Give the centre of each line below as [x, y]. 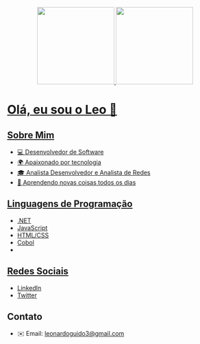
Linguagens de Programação [70, 204]
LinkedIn [29, 288]
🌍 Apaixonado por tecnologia [59, 162]
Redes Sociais [38, 272]
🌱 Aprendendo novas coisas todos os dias [76, 182]
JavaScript [32, 228]
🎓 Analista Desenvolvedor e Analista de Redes [84, 172]
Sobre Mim [31, 135]
